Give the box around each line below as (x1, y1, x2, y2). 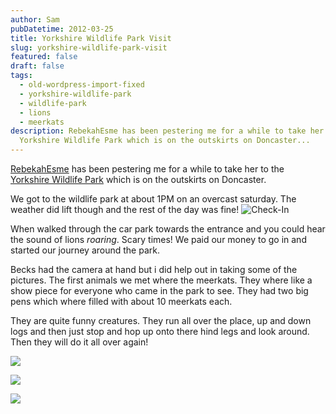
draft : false (10, 61, 65, 71)
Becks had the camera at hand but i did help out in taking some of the (10, 264, 298, 275)
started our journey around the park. (10, 244, 160, 256)
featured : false (10, 52, 78, 62)
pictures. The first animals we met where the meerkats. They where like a (10, 274, 313, 286)
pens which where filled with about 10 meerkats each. (10, 296, 233, 307)
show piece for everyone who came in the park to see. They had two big (10, 285, 309, 296)
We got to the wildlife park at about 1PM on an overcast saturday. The (10, 193, 297, 205)
